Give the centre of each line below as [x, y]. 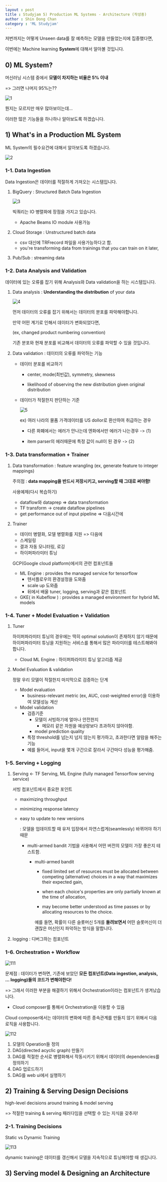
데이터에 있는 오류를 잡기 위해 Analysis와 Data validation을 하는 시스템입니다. [81, 282]
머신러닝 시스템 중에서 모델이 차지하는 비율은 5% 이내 [57, 78]
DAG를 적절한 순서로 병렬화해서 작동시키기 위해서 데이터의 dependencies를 [86, 1057]
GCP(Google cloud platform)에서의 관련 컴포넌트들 [63, 563]
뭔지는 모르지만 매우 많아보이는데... [39, 109]
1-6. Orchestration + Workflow [42, 952]
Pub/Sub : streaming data [38, 258]
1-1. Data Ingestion [28, 170]
